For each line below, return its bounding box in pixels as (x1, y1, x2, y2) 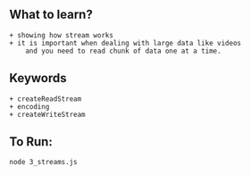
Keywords (9, 71, 67, 86)
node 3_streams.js (9, 158, 78, 167)
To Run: (9, 134, 54, 150)
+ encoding (9, 102, 50, 111)
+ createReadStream (9, 94, 82, 104)
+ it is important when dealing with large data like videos (9, 38, 242, 47)
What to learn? (9, 7, 94, 22)
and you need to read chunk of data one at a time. (25, 46, 221, 55)
